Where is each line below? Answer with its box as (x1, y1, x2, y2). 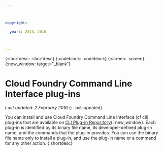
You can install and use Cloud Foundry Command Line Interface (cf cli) (5, 114, 149, 120)
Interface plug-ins (5, 89, 81, 100)
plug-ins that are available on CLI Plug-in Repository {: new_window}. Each (5, 120, 156, 126)
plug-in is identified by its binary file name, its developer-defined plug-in (5, 125, 152, 130)
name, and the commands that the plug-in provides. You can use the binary (5, 130, 159, 136)
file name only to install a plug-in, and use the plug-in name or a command (5, 135, 156, 141)
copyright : (5, 20, 28, 25)
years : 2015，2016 (9, 29, 47, 34)
